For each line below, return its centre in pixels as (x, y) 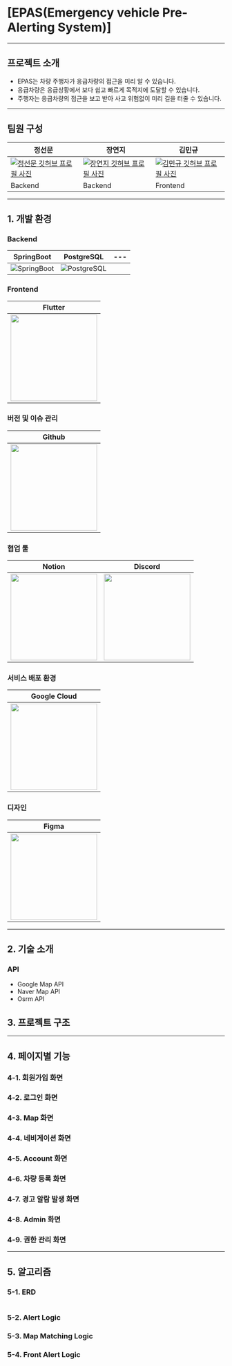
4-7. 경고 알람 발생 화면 (43, 1199)
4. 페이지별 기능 (39, 1056)
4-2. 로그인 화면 (32, 1098)
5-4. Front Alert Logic (44, 1354)
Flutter (54, 307)
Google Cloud (54, 696)
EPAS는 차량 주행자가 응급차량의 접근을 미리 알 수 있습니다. (96, 81)
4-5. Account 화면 (37, 1159)
